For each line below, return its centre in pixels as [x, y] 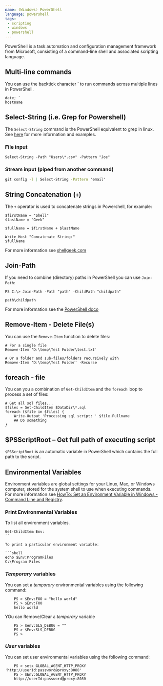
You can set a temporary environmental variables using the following [74, 585]
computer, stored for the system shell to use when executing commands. [78, 489]
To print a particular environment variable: [52, 545]
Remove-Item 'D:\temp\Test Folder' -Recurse [51, 363]
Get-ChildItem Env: [25, 532]
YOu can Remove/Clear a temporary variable [50, 617]
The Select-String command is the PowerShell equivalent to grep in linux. [80, 129]
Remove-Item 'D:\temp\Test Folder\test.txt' [51, 350]
